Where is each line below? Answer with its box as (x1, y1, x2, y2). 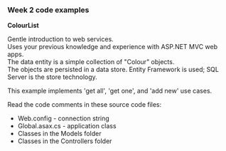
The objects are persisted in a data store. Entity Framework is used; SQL (7, 66, 219, 74)
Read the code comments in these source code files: (7, 100, 162, 109)
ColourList (7, 21, 39, 30)
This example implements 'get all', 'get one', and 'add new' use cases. (7, 87, 212, 95)
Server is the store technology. (7, 73, 97, 81)
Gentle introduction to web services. (7, 35, 114, 43)
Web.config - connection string (17, 114, 110, 123)
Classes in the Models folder (17, 130, 102, 138)
